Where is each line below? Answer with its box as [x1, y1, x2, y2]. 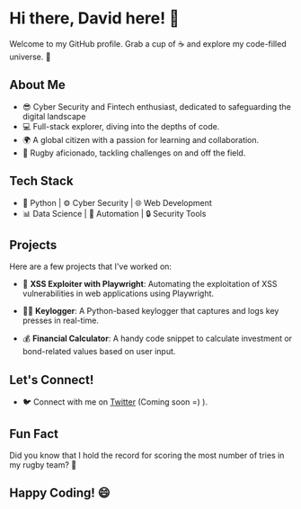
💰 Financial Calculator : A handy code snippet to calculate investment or [22, 333, 293, 344]
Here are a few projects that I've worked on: [9, 261, 173, 272]
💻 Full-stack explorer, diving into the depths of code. [22, 121, 220, 131]
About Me [9, 77, 66, 93]
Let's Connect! [9, 372, 94, 388]
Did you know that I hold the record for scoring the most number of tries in [9, 450, 285, 460]
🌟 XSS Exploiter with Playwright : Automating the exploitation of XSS [22, 279, 278, 290]
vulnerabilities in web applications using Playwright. [22, 288, 214, 299]
